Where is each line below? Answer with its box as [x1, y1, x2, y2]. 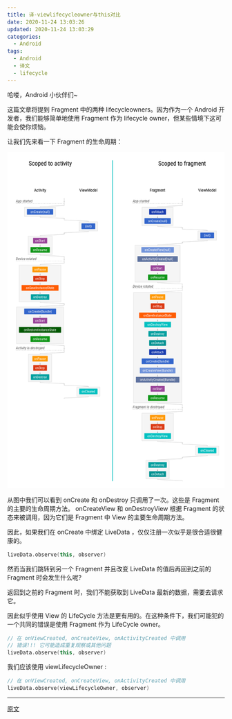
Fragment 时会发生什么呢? [7, 573, 81, 582]
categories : [7, 33, 41, 40]
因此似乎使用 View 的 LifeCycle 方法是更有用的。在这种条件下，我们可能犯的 [7, 611, 224, 620]
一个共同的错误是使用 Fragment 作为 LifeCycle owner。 [7, 620, 164, 628]
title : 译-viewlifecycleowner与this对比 [7, 11, 121, 18]
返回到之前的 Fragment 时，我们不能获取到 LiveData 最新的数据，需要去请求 [7, 588, 224, 596]
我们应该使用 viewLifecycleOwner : [7, 663, 107, 671]
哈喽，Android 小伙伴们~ [7, 90, 78, 98]
